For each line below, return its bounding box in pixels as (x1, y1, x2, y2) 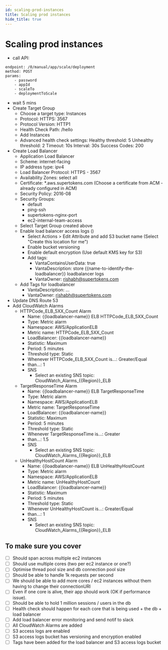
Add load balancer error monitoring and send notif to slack (12, 616, 134, 622)
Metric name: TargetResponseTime (27, 404, 100, 410)
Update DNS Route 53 (12, 298, 59, 304)
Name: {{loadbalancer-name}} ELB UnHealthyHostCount (27, 463, 144, 469)
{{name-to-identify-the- (84, 265, 134, 271)
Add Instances (20, 132, 50, 138)
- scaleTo (14, 86, 35, 92)
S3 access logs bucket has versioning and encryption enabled (12, 633, 141, 639)
